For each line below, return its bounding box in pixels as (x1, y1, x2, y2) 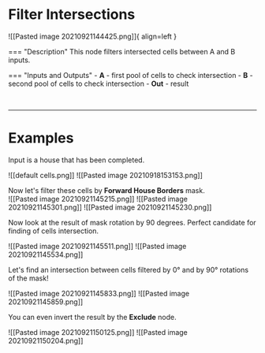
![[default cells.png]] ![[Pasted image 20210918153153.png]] (8, 170, 203, 180)
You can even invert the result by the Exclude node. (8, 312, 177, 321)
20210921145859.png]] (8, 297, 84, 307)
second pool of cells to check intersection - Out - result (8, 79, 189, 88)
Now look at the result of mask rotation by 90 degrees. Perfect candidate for (8, 217, 256, 227)
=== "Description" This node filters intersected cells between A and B (8, 46, 236, 56)
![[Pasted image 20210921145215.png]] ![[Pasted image (8, 194, 188, 203)
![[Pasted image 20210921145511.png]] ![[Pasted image (8, 241, 187, 251)
